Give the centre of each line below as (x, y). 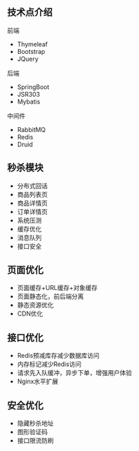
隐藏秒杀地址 (35, 423)
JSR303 (28, 94)
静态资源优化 (35, 305)
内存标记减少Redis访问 (49, 364)
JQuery (28, 59)
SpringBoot (33, 87)
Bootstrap (31, 51)
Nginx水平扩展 (38, 381)
